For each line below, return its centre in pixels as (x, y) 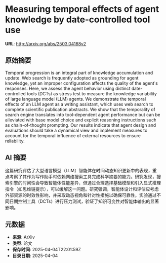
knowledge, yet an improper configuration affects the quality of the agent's (82, 83)
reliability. (15, 141)
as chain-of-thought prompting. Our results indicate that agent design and (81, 125)
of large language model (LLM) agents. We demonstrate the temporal (76, 99)
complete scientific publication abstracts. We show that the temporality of (80, 109)
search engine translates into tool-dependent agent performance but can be (83, 114)
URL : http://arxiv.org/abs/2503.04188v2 (46, 43)
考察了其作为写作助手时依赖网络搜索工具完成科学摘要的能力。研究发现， (83, 177)
